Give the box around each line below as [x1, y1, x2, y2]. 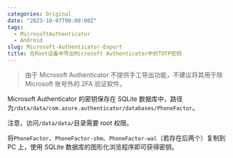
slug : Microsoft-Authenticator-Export [7, 43, 123, 51]
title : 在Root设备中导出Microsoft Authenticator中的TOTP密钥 [7, 51, 182, 58]
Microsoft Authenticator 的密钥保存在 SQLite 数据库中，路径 [7, 94, 183, 103]
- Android [14, 37, 43, 44]
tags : [7, 23, 24, 31]
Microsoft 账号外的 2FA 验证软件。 [24, 79, 126, 88]
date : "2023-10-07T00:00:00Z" [7, 17, 98, 24]
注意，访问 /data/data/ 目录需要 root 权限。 [7, 118, 133, 127]
